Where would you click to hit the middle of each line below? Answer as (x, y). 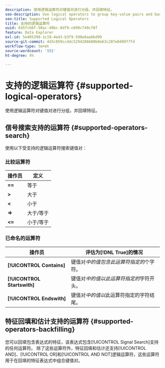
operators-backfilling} (40, 329)
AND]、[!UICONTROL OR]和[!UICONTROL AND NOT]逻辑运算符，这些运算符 (82, 354)
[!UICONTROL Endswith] (37, 298)
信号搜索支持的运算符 (37, 128)
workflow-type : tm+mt (27, 46)
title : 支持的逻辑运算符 (27, 23)
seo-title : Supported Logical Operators (47, 19)
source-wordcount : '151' (30, 51)
